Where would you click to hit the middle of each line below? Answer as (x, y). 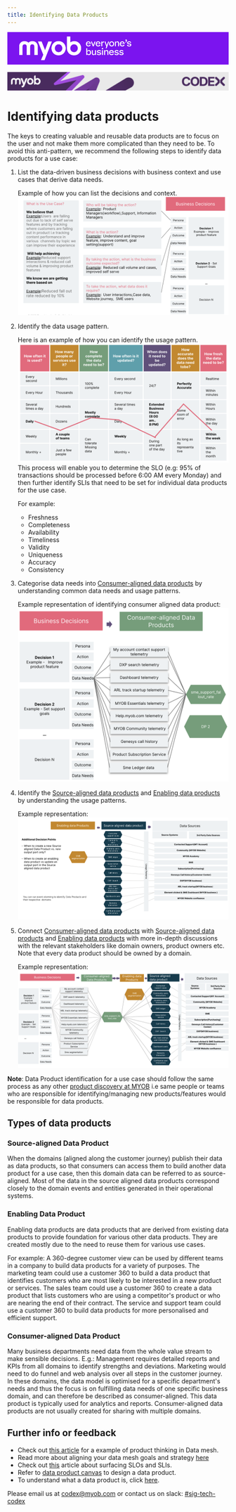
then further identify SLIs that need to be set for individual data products (122, 482)
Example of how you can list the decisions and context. (97, 193)
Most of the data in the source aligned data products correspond (126, 1181)
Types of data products (59, 1124)
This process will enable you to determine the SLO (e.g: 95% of (109, 467)
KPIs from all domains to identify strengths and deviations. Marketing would (117, 1366)
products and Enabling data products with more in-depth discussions (117, 938)
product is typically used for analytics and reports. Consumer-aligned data (115, 1404)
